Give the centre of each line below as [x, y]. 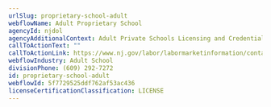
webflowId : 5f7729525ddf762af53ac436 [72, 83]
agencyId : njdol [35, 31]
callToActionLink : [39, 53]
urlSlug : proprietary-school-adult [68, 16]
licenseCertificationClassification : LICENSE [86, 91]
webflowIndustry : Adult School [61, 61]
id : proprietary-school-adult [59, 76]
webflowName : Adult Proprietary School [75, 23]
